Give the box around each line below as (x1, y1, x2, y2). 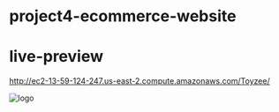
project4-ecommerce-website (9, 6, 237, 26)
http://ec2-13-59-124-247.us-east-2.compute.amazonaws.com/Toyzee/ (9, 76, 271, 86)
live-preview (9, 47, 104, 67)
